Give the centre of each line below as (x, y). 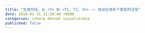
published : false (23, 23)
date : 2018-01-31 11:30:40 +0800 (40, 14)
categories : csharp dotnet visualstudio (48, 18)
